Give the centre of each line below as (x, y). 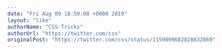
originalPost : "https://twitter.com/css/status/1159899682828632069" (112, 40)
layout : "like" (30, 20)
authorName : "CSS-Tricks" (45, 27)
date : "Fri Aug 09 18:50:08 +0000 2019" (68, 14)
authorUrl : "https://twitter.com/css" (64, 33)
